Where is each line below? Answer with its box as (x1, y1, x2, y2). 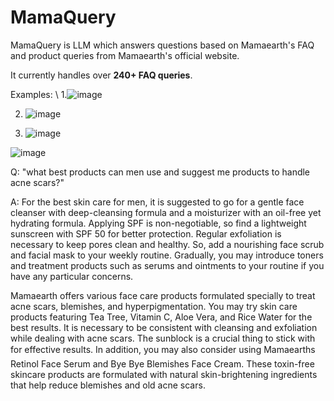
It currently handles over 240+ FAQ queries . (10, 69, 193, 81)
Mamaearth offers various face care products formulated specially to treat (10, 289, 316, 301)
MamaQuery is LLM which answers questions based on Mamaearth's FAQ (10, 39, 315, 51)
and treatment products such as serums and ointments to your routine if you (10, 259, 325, 271)
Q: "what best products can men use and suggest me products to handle (10, 166, 311, 178)
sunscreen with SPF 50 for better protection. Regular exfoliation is (10, 227, 282, 240)
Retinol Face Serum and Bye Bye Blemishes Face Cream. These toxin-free (10, 357, 315, 370)
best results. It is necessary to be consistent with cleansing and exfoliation (10, 321, 318, 333)
